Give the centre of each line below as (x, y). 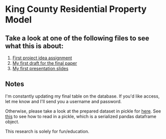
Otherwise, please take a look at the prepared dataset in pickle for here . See (83, 111)
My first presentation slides (40, 69)
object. (12, 122)
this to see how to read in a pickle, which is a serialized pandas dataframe (81, 116)
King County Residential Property (76, 9)
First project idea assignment (42, 58)
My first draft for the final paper (44, 63)
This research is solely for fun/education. (47, 131)
